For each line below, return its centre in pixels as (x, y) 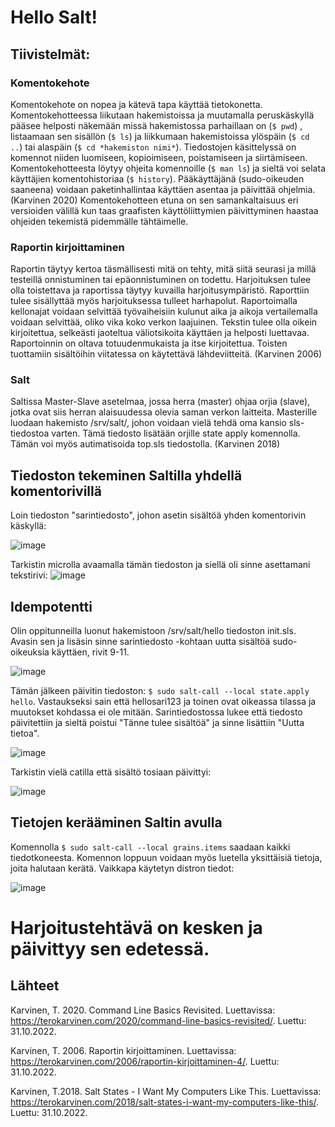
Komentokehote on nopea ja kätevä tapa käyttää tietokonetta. (136, 104)
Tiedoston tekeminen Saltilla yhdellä (126, 475)
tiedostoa (30, 433)
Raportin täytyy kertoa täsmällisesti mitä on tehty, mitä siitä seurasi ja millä (163, 269)
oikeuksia (30, 652)
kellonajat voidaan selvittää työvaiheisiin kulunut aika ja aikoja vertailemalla (164, 312)
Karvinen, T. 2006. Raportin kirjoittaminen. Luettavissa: (123, 1050)
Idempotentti (51, 606)
